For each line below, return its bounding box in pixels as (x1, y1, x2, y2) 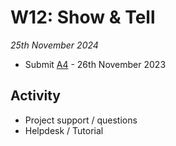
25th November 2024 (10, 39, 99, 51)
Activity (10, 87, 62, 105)
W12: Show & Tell (10, 6, 156, 29)
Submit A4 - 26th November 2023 (24, 58, 167, 70)
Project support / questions (24, 114, 138, 126)
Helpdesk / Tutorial (24, 124, 104, 136)
